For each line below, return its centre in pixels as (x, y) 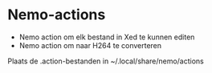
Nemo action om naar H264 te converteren (90, 45)
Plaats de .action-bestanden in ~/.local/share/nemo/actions (106, 61)
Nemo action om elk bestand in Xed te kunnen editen (107, 37)
